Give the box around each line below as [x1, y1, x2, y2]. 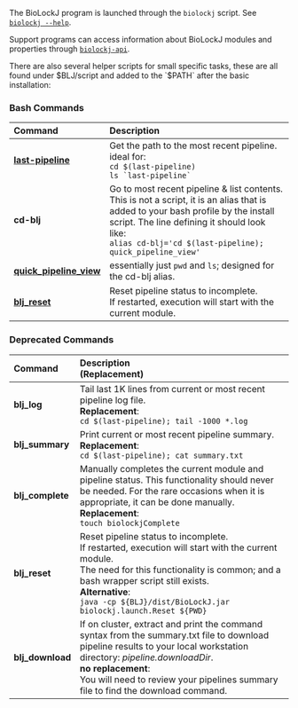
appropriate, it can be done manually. [79, 496, 235, 508]
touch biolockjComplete [79, 518, 180, 528]
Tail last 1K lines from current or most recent [79, 382, 266, 395]
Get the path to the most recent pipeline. [109, 139, 278, 152]
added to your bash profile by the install [109, 205, 275, 217]
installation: [9, 80, 51, 90]
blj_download [13, 651, 72, 664]
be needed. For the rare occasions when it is [79, 484, 265, 497]
